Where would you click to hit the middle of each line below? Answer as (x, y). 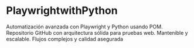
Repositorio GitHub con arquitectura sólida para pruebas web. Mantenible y (97, 32)
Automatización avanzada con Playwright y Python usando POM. (84, 27)
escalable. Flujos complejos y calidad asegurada (65, 39)
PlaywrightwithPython (62, 11)
